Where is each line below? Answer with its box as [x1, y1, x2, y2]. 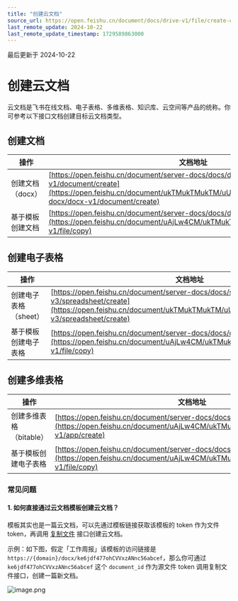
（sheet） [11, 311, 44, 321]
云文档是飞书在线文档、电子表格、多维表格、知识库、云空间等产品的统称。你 [7, 103, 231, 112]
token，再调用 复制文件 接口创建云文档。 [7, 529, 127, 538]
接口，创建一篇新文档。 [13, 571, 82, 580]
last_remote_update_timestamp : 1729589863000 [7, 30, 144, 38]
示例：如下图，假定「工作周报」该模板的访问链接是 [7, 544, 157, 553]
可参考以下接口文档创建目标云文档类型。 [7, 112, 125, 121]
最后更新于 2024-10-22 [7, 50, 76, 59]
